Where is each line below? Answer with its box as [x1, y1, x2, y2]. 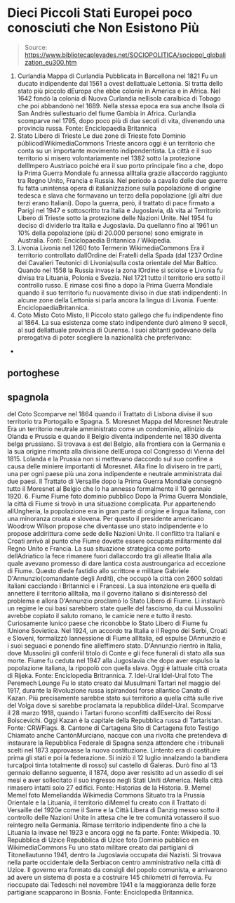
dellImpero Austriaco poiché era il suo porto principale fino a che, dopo [17, 161, 224, 169]
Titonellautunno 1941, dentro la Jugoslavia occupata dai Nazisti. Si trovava [7, 851, 222, 859]
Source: [24, 43, 48, 51]
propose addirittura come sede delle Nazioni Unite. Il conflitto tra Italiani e [7, 530, 220, 538]
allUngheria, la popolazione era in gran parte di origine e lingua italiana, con [7, 507, 226, 515]
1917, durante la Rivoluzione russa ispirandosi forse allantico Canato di [7, 686, 210, 695]
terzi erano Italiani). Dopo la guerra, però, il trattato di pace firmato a [17, 198, 215, 207]
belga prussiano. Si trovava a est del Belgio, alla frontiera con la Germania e [7, 440, 226, 448]
